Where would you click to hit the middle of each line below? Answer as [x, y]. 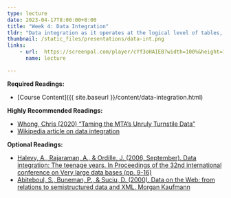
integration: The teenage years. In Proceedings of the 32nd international [119, 165]
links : [16, 45]
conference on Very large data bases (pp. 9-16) [85, 172]
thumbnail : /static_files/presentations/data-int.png [86, 39]
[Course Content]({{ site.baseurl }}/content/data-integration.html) [110, 97]
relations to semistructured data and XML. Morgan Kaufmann [104, 187]
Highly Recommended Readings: [55, 110]
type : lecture [27, 13]
